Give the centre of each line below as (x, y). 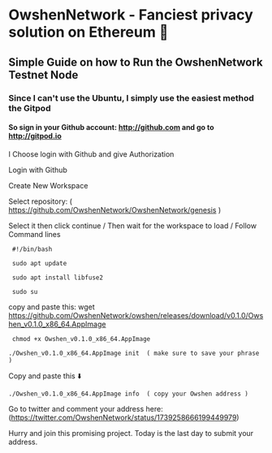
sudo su (25, 291)
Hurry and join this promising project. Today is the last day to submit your (131, 433)
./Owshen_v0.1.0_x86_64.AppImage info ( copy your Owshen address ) (129, 394)
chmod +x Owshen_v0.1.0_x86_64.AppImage (81, 339)
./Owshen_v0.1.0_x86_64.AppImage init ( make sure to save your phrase (134, 353)
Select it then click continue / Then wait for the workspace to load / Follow (133, 226)
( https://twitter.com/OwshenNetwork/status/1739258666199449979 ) (124, 417)
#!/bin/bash (32, 249)
